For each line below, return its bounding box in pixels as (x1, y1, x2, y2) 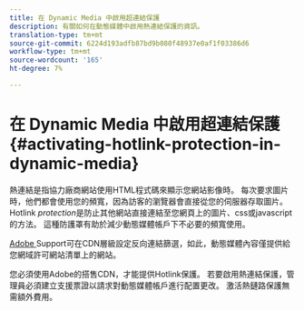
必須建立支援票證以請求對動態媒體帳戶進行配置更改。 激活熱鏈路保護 (25, 279, 282, 291)
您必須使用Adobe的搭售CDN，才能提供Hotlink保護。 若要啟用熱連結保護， (9, 268, 288, 279)
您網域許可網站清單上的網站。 (9, 249, 121, 260)
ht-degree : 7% (9, 65, 64, 74)
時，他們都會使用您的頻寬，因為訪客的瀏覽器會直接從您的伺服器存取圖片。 (9, 196, 288, 206)
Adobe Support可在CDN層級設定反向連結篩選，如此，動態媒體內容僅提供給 (9, 237, 291, 248)
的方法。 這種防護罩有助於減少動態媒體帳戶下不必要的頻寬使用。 (9, 218, 250, 229)
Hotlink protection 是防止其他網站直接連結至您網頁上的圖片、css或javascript (9, 206, 293, 218)
